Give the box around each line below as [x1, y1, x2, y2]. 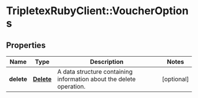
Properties [6, 40, 46, 50]
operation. [57, 83, 86, 90]
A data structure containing [57, 68, 133, 76]
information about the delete [57, 75, 136, 83]
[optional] [161, 75, 189, 83]
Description [90, 58, 124, 66]
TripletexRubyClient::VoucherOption [6, 4, 189, 18]
